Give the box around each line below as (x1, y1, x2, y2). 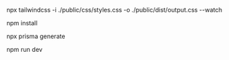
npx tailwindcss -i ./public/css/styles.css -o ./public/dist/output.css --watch (6, 6, 223, 14)
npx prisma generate (6, 32, 66, 40)
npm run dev (6, 46, 43, 53)
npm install (6, 19, 38, 27)
